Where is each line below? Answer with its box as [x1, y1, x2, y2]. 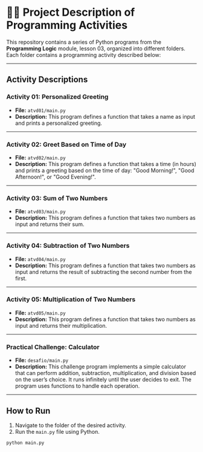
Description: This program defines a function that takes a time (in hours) [14, 160, 196, 167]
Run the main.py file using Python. [14, 428, 100, 435]
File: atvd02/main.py [14, 154, 66, 161]
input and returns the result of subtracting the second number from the [14, 268, 192, 275]
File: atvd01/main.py [14, 106, 66, 114]
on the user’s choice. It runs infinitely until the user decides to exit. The [14, 376, 192, 384]
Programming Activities [6, 18, 128, 32]
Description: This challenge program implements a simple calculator [14, 363, 186, 370]
